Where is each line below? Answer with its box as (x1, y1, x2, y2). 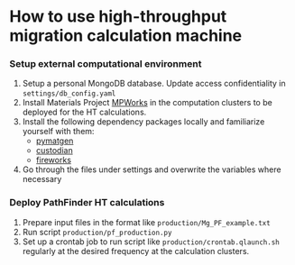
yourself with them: (22, 126, 95, 137)
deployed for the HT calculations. (22, 106, 147, 118)
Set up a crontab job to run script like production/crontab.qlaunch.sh (22, 236, 280, 247)
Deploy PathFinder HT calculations (9, 196, 165, 209)
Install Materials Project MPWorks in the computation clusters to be (22, 97, 272, 108)
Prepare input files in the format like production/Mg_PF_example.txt (22, 216, 271, 227)
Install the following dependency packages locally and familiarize (22, 116, 265, 127)
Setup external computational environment (9, 58, 202, 70)
